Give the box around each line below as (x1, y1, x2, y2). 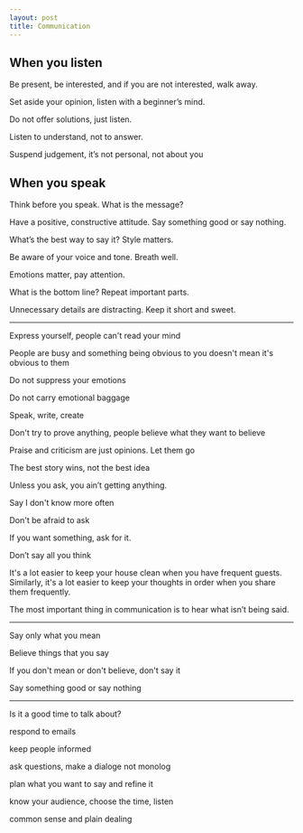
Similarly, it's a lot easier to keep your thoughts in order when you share (9, 577, 276, 588)
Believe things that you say (9, 648, 110, 659)
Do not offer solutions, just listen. (9, 114, 133, 125)
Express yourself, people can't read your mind (9, 331, 181, 342)
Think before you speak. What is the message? (9, 200, 184, 211)
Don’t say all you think (9, 550, 92, 561)
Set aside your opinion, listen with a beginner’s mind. (9, 97, 206, 108)
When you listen (9, 55, 103, 70)
